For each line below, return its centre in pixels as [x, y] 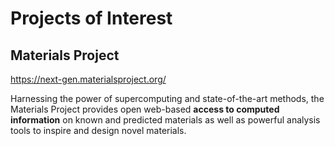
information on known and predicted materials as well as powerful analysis [165, 120]
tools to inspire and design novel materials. [98, 130]
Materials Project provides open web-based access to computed [145, 109]
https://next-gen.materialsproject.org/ [88, 79]
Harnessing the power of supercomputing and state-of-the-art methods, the [167, 98]
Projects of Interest [91, 18]
